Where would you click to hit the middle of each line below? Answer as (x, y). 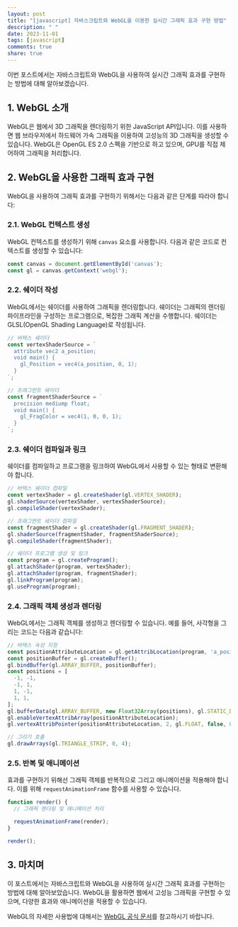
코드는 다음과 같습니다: (52, 631)
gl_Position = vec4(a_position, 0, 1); (79, 365)
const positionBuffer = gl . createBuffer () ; (73, 658)
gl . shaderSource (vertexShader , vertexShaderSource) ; (87, 502)
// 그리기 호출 (26, 737)
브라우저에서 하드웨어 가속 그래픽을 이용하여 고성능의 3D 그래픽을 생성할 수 (125, 135)
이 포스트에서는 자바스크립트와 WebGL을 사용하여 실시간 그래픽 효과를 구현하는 (116, 883)
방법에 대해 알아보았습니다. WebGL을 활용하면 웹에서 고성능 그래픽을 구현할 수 (115, 892)
